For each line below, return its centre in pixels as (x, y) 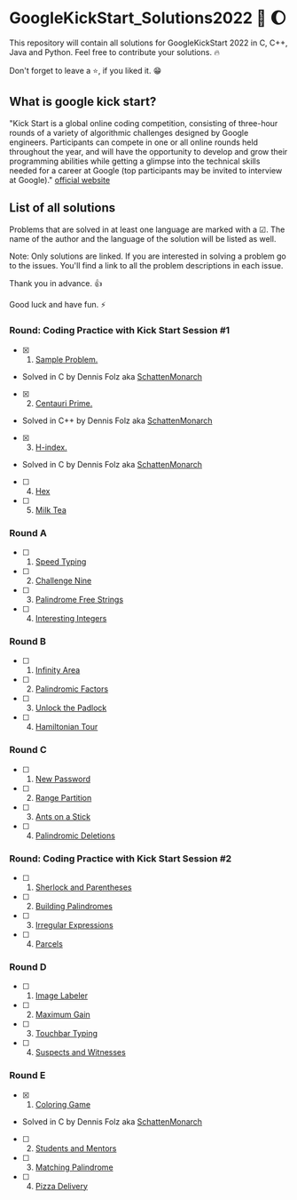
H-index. (51, 447)
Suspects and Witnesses (80, 1052)
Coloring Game (63, 1104)
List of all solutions (63, 208)
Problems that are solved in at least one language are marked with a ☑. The (147, 229)
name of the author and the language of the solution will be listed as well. (143, 238)
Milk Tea (51, 509)
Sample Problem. (66, 359)
